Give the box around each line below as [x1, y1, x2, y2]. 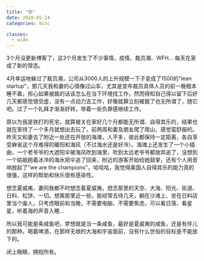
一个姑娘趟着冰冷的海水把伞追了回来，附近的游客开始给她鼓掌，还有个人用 [6, 156, 192, 164]
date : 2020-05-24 [6, 15, 50, 21]
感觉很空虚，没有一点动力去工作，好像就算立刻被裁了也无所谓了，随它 [22, 98, 198, 105]
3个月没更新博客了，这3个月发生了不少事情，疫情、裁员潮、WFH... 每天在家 [6, 54, 196, 61]
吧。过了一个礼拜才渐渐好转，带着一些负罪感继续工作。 [6, 105, 144, 113]
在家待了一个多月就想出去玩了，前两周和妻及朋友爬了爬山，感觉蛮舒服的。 [11, 126, 198, 133]
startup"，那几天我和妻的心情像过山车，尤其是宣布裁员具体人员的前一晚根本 [6, 83, 197, 90]
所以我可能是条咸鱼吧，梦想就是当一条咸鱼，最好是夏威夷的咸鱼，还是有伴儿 [6, 220, 198, 228]
